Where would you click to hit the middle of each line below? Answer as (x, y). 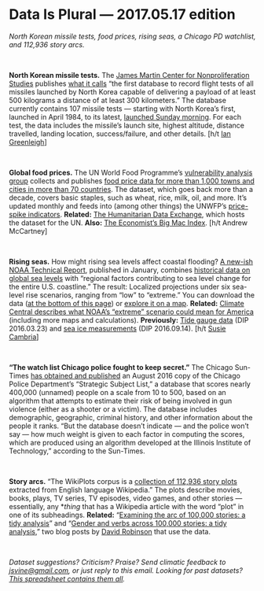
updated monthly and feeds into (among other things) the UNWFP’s (118, 205)
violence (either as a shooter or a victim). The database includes (113, 409)
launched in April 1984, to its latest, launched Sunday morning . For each (125, 116)
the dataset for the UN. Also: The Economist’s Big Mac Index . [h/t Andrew (128, 223)
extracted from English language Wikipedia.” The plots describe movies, (126, 489)
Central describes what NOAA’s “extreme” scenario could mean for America (132, 312)
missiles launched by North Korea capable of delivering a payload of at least (132, 91)
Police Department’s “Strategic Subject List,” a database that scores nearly (130, 384)
